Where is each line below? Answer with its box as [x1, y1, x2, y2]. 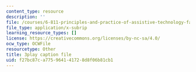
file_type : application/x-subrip [6, 24, 87, 31]
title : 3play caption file [6, 52, 72, 57]
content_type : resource [6, 8, 64, 15]
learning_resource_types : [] [6, 30, 77, 36]
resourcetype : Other [6, 46, 57, 52]
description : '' [6, 14, 45, 20]
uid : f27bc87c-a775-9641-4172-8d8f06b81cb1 [6, 57, 114, 63]
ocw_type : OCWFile [6, 41, 51, 47]
